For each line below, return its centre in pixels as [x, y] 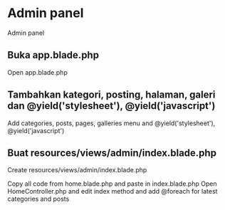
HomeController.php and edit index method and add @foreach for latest [112, 191]
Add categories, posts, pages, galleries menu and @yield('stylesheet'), [111, 123]
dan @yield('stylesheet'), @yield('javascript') [111, 106]
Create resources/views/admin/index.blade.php [77, 170]
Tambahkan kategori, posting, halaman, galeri [111, 95]
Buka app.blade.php [53, 55]
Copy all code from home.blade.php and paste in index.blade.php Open [112, 184]
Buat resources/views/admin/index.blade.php [112, 153]
